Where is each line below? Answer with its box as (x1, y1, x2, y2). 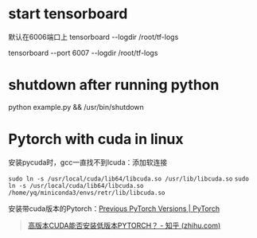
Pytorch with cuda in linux (8, 131, 185, 148)
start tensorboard (8, 5, 128, 23)
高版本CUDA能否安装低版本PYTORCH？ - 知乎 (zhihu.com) (27, 220, 221, 230)
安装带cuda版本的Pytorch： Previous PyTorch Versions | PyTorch (8, 204, 220, 213)
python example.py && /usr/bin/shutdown (8, 102, 145, 111)
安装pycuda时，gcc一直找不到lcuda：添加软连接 (8, 157, 168, 167)
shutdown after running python (8, 76, 220, 94)
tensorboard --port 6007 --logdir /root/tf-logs (8, 48, 158, 57)
